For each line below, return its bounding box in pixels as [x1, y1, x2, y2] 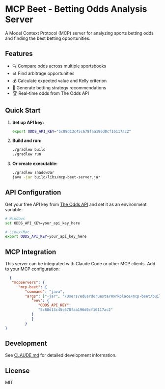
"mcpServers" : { [11, 280, 45, 285]
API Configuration [5, 188, 61, 197]
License [5, 366, 30, 375]
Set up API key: [12, 119, 44, 125]
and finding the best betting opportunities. [5, 35, 91, 41]
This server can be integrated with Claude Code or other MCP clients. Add [5, 261, 156, 267]
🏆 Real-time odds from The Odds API [12, 90, 89, 96]
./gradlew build [12, 147, 46, 152]
